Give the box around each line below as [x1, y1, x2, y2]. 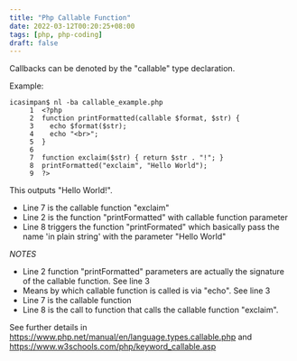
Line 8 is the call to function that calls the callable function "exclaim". [22, 304, 279, 316]
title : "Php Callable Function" [9, 13, 131, 23]
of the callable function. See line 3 [22, 276, 151, 287]
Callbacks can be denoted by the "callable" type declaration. [9, 63, 236, 74]
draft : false [9, 38, 59, 48]
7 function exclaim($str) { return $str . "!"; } [29, 153, 224, 162]
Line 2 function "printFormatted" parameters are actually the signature [22, 266, 285, 277]
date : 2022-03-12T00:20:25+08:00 [9, 22, 135, 31]
